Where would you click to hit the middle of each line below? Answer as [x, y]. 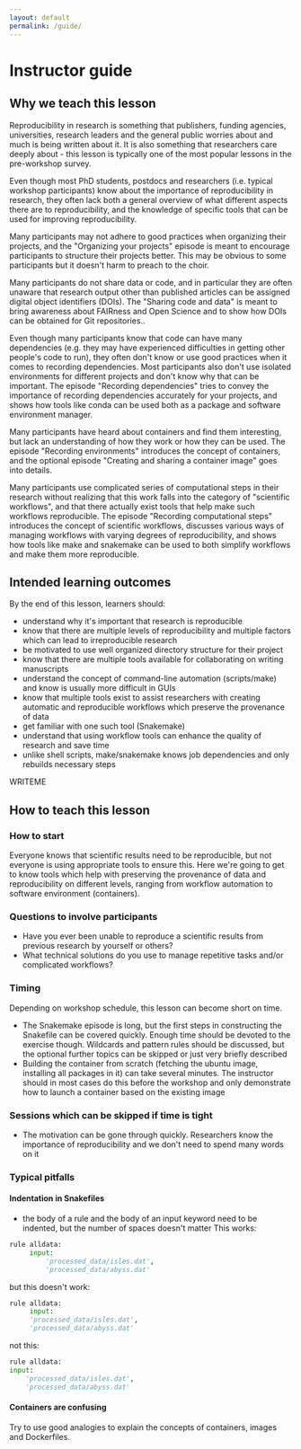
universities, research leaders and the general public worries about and [142, 135]
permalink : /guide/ [46, 26]
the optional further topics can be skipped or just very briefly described [155, 1054]
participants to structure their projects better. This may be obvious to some [148, 255]
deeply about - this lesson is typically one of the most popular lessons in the [150, 154]
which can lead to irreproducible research [100, 641]
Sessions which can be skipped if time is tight [111, 1115]
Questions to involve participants [84, 916]
